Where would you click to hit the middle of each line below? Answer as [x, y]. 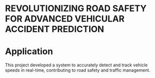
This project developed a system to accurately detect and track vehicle [76, 65]
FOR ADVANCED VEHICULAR [65, 19]
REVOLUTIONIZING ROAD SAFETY [76, 9]
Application [29, 51]
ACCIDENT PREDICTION [55, 29]
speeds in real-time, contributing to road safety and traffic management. [78, 70]
